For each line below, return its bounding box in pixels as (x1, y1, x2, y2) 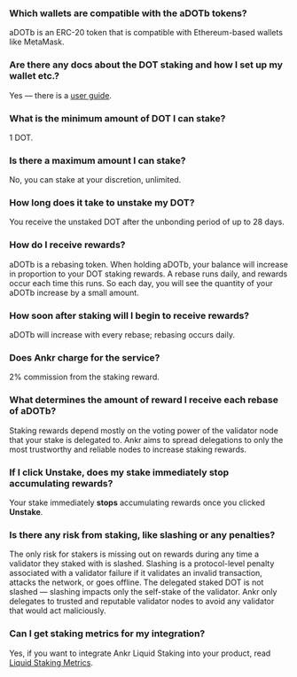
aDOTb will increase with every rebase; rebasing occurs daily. (9, 330, 235, 340)
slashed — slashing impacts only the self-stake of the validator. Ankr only (9, 587, 277, 597)
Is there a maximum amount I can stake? (9, 154, 186, 167)
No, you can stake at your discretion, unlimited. (9, 175, 182, 185)
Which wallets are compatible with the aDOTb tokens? (9, 7, 247, 19)
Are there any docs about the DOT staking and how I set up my (9, 58, 284, 71)
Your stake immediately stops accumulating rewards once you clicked (9, 497, 266, 508)
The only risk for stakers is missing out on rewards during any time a (9, 549, 260, 560)
